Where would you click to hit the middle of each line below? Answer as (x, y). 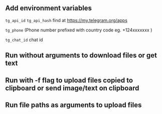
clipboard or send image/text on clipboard (72, 88)
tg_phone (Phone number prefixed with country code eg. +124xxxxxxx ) (79, 30)
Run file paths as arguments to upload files (73, 105)
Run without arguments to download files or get (81, 55)
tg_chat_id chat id (24, 39)
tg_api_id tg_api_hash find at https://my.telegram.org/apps (66, 20)
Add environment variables (48, 8)
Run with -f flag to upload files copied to (69, 80)
